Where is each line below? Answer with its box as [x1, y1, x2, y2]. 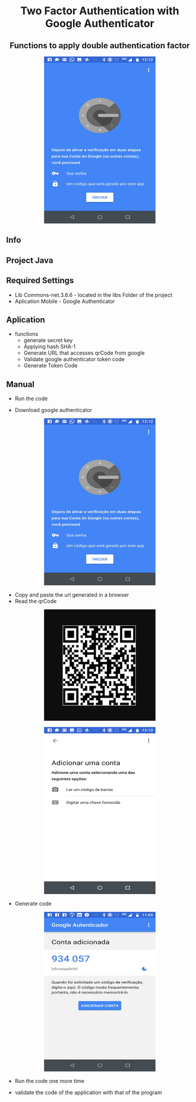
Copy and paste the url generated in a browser [14, 591, 129, 598]
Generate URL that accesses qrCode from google [23, 349, 145, 357]
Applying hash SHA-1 [23, 343, 76, 350]
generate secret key [23, 337, 73, 344]
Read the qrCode [14, 598, 57, 605]
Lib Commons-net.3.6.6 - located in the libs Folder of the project [14, 291, 173, 298]
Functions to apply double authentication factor [10, 40, 190, 50]
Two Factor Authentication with [20, 4, 179, 18]
